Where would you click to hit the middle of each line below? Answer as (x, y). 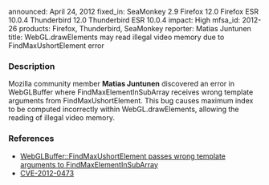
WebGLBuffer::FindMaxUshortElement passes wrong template (123, 156)
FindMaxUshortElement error (56, 46)
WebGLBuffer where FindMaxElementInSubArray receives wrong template (131, 92)
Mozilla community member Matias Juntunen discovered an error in (122, 84)
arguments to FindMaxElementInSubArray (89, 164)
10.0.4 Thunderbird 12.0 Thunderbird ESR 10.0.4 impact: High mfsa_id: (124, 20)
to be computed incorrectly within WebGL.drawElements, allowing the (124, 109)
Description (32, 66)
